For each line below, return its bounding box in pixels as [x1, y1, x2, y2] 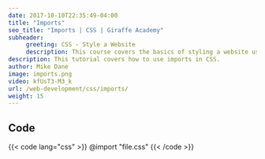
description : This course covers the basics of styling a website [25, 48, 248, 56]
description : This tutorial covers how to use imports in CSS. [8, 56, 221, 64]
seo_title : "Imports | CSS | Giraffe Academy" [8, 26, 164, 34]
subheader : [8, 33, 44, 42]
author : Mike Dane [8, 63, 69, 71]
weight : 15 [8, 92, 44, 100]
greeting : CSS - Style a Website [25, 41, 136, 49]
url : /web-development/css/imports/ [8, 84, 129, 93]
